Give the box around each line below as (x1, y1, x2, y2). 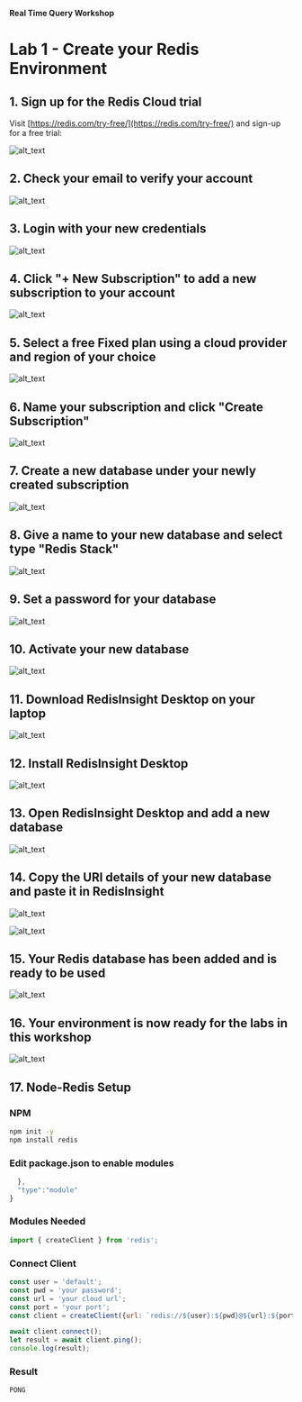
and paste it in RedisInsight (9, 884, 164, 899)
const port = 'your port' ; (9, 1302, 111, 1312)
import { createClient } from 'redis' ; (9, 1235, 159, 1244)
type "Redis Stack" (9, 542, 120, 557)
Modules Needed (9, 1215, 86, 1228)
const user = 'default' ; (9, 1278, 102, 1287)
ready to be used (9, 965, 106, 980)
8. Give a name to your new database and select (9, 527, 283, 543)
